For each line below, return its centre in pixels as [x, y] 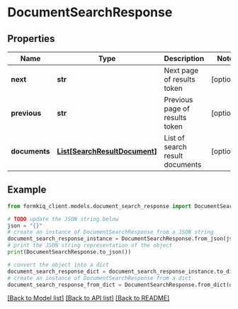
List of [175, 138]
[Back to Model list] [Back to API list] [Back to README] [89, 298]
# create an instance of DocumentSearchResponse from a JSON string [110, 232]
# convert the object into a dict [58, 265]
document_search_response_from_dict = [64, 285]
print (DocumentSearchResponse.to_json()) [69, 252]
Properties [31, 39]
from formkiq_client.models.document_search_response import [100, 206]
